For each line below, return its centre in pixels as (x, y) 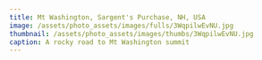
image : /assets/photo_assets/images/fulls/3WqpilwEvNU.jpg (122, 26)
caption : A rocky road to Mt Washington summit (100, 42)
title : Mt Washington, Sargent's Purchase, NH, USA (107, 17)
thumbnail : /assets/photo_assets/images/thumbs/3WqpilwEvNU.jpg (131, 34)
